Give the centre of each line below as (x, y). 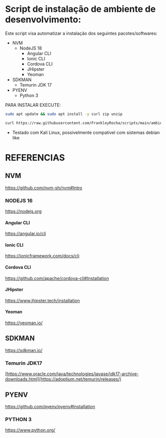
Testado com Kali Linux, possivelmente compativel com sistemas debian (86, 132)
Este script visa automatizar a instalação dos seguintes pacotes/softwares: (81, 33)
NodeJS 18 (31, 48)
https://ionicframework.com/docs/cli (42, 256)
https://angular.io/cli (25, 234)
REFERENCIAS (35, 157)
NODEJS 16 (19, 200)
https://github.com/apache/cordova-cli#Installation (57, 278)
